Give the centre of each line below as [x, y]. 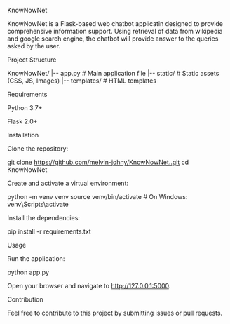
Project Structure [32, 60]
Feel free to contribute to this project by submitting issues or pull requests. [115, 313]
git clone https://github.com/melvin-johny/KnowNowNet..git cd [98, 162]
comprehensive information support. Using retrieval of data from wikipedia [115, 31]
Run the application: [36, 258]
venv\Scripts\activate [38, 204]
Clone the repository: [38, 149]
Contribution [25, 299]
